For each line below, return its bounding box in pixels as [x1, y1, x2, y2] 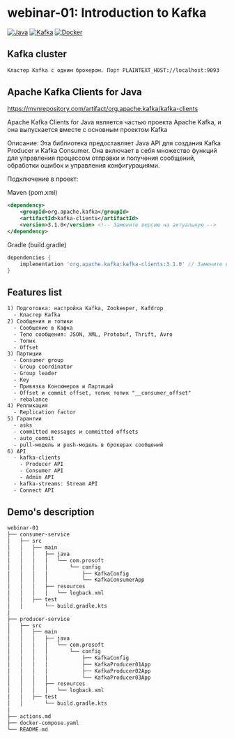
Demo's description [7, 506, 95, 518]
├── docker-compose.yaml [7, 719, 79, 726]
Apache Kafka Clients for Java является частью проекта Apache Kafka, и [7, 118, 221, 126]
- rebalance [13, 396, 49, 403]
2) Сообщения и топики [7, 318, 73, 325]
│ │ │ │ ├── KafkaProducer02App [7, 667, 151, 675]
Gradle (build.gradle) [7, 240, 67, 249]
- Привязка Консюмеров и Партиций [13, 383, 114, 390]
